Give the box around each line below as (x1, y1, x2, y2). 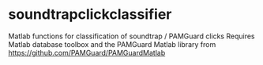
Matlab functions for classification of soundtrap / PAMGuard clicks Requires (8, 31, 255, 41)
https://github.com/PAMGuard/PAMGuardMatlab (8, 48, 166, 57)
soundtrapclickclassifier (8, 5, 172, 23)
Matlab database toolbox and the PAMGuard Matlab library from (8, 39, 216, 49)
